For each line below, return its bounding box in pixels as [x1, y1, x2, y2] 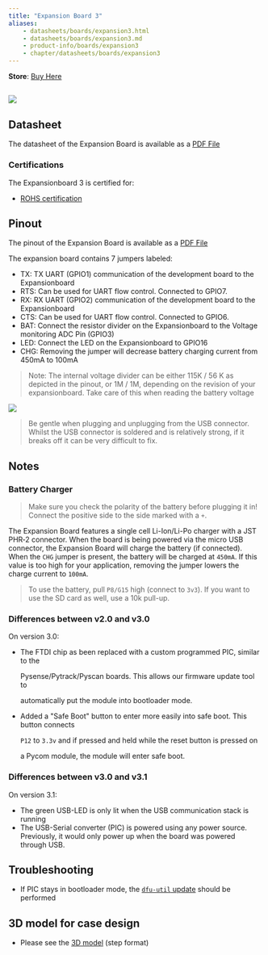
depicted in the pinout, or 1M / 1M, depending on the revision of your [27, 379, 256, 389]
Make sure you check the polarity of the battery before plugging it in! [27, 502, 258, 511]
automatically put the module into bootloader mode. [19, 696, 193, 706]
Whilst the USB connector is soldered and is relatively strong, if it [27, 427, 245, 437]
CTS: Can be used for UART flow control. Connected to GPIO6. [19, 312, 229, 322]
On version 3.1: [8, 790, 58, 799]
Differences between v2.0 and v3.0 [8, 613, 151, 624]
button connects [19, 720, 75, 730]
